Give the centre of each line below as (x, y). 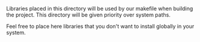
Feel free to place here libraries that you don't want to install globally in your (100, 26)
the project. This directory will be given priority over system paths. (89, 15)
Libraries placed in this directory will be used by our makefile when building (100, 9)
